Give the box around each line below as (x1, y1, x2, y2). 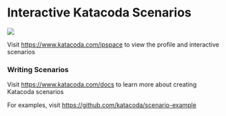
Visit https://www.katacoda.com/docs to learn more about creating (7, 80, 197, 89)
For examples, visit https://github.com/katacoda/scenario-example (7, 101, 196, 109)
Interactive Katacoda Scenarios (7, 5, 192, 21)
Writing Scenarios (7, 65, 69, 74)
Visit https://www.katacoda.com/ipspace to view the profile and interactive (7, 40, 220, 49)
